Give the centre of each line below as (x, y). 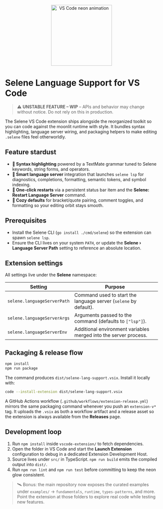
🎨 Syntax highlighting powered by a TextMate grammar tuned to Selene (84, 164)
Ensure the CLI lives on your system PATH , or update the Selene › (77, 243)
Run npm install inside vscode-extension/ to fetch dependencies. (78, 444)
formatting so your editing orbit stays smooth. (58, 205)
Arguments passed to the (103, 315)
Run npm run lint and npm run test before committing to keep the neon (84, 470)
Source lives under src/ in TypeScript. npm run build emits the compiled (85, 459)
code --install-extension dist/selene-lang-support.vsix (64, 392)
